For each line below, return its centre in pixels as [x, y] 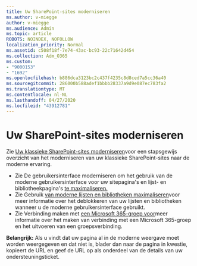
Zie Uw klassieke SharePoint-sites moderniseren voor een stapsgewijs [92, 152]
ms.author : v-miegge [32, 17]
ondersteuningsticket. [33, 257]
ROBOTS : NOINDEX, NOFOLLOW [40, 39]
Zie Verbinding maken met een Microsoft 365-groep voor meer [91, 214]
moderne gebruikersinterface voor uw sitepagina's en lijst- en [90, 182]
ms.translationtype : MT [36, 89]
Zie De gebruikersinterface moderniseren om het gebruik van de [93, 176]
